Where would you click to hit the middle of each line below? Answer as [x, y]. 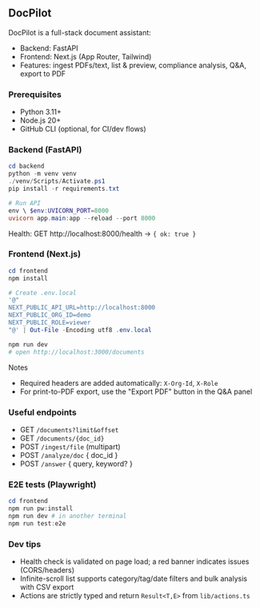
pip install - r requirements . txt [64, 189]
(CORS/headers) [47, 569]
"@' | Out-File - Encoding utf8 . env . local [80, 330]
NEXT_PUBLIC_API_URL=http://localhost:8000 [82, 308]
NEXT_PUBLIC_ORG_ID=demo [50, 315]
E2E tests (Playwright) [52, 484]
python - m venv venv [43, 174]
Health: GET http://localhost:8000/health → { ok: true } [102, 233]
